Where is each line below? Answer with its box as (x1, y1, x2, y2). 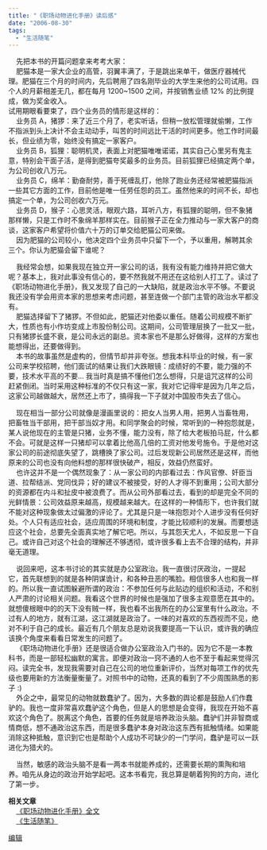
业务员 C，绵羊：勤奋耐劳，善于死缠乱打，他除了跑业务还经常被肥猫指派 (15, 176, 253, 185)
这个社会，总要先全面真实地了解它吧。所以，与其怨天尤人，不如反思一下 (14, 527, 252, 537)
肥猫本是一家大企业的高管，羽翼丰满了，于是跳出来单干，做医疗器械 (15, 67, 239, 76)
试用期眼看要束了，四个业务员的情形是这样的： (8, 106, 161, 116)
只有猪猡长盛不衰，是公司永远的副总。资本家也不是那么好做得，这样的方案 (8, 331, 252, 342)
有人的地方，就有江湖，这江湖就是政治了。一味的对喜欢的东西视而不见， (14, 613, 252, 624)
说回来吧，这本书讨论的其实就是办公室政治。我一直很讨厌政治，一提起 (15, 564, 246, 574)
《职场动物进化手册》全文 (15, 806, 100, 816)
